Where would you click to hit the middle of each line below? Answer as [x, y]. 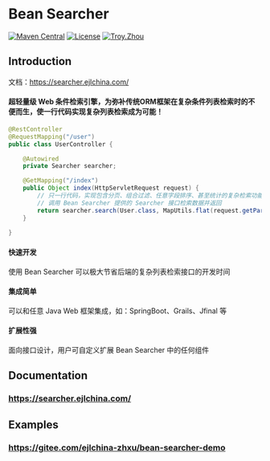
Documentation [48, 375]
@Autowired [41, 159]
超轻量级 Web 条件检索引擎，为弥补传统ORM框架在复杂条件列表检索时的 [128, 102]
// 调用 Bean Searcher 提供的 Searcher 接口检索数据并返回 [130, 203]
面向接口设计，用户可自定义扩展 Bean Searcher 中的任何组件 [109, 349]
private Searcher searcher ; [70, 166]
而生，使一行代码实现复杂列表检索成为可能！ [89, 112]
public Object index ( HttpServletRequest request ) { [111, 188]
